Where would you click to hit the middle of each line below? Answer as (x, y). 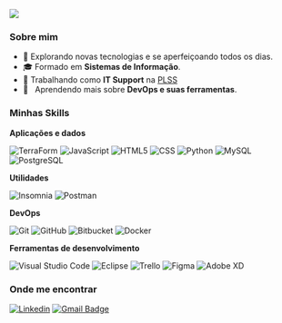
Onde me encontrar (53, 289)
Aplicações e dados (48, 132)
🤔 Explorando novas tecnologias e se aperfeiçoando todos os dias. (147, 57)
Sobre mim (34, 36)
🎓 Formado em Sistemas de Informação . (101, 67)
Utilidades (29, 178)
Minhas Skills (40, 113)
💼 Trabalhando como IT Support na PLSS (100, 80)
